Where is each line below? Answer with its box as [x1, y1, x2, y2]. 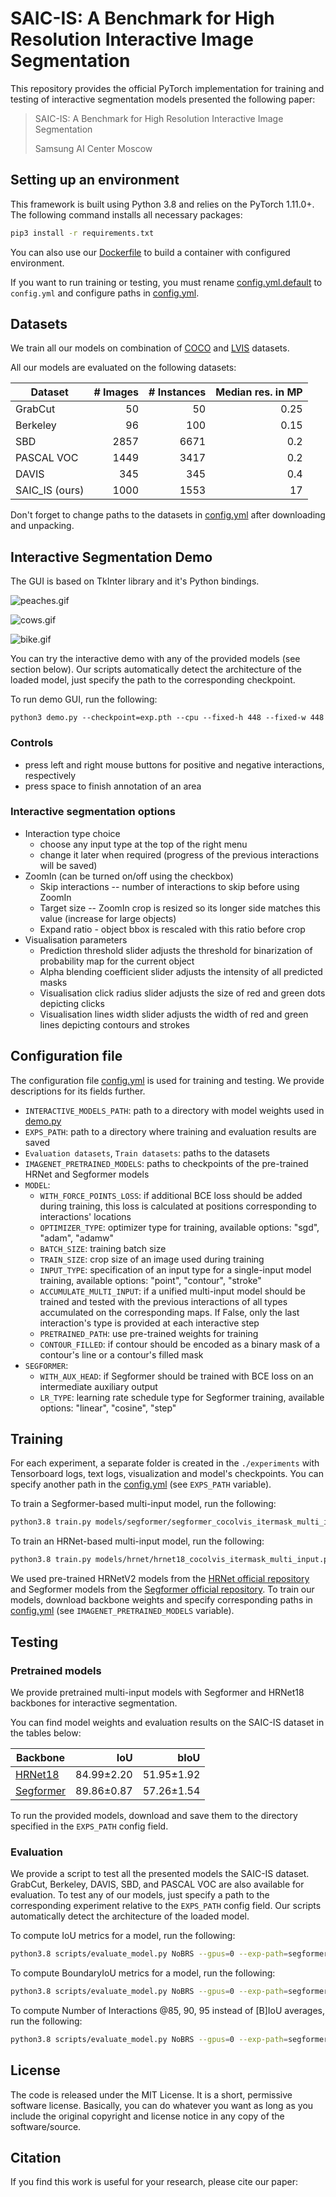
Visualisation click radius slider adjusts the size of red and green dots [39, 987, 326, 999]
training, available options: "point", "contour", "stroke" [39, 1274, 262, 1286]
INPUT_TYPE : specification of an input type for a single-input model [39, 1263, 312, 1276]
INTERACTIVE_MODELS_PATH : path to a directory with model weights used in [24, 1104, 325, 1116]
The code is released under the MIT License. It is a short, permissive [10, 2088, 293, 2101]
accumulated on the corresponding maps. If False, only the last [39, 1306, 300, 1318]
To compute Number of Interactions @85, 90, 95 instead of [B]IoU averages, [10, 2004, 326, 2016]
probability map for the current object [39, 955, 195, 967]
